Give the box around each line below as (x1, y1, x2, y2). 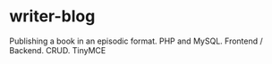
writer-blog (9, 6, 96, 27)
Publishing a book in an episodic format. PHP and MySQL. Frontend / (9, 36, 264, 46)
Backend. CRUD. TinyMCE (9, 44, 106, 55)
